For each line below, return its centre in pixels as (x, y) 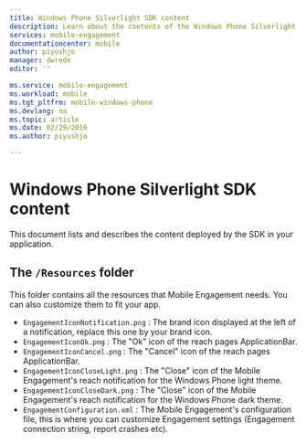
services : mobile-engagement (65, 35)
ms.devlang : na (38, 111)
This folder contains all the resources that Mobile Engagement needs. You (148, 294)
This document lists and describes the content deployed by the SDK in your (152, 234)
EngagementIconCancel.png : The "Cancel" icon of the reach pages (147, 351)
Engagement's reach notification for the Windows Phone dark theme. (153, 399)
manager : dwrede (40, 60)
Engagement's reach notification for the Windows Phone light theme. (153, 380)
